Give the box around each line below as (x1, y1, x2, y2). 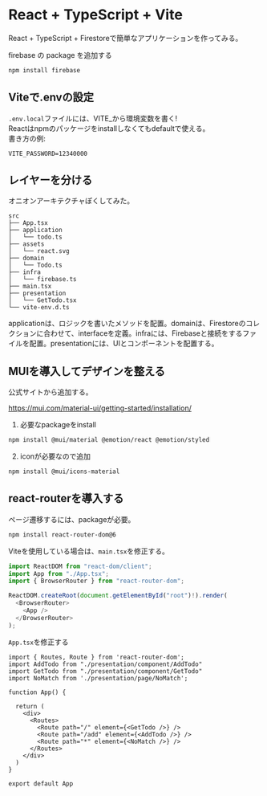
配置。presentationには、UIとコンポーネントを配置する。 (29, 339, 219, 349)
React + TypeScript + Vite (8, 6, 183, 24)
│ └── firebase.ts (8, 276, 78, 284)
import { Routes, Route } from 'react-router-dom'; (8, 653, 184, 661)
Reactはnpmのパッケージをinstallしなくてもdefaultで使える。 (8, 123, 210, 133)
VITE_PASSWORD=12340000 (8, 149, 88, 157)
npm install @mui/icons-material (8, 467, 120, 476)
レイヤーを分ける (8, 173, 93, 187)
